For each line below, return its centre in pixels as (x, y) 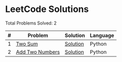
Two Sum (27, 43)
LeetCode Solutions (47, 9)
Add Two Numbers (38, 52)
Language (102, 35)
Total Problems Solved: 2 (31, 23)
